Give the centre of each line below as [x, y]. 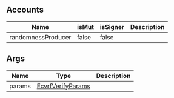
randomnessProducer [40, 37]
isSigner [112, 27]
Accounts [25, 10]
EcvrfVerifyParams [64, 86]
